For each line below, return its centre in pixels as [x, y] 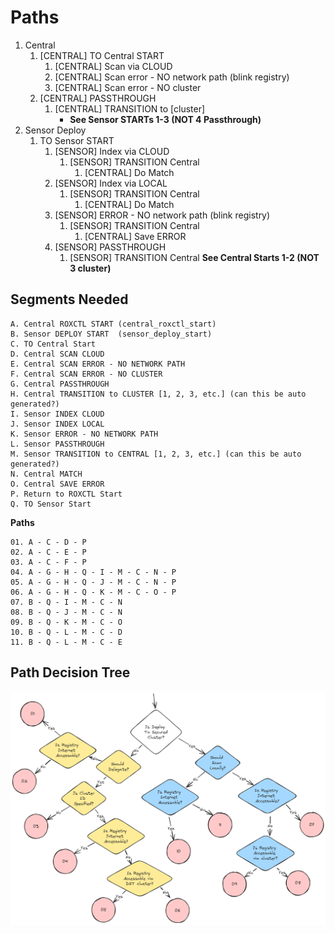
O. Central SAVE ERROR [57, 484]
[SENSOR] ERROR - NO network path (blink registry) [162, 215]
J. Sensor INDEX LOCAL [57, 424]
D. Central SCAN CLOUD [57, 354]
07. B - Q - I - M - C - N [66, 602]
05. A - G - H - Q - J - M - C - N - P [93, 582]
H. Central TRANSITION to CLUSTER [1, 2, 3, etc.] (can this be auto [158, 394]
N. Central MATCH [46, 474]
